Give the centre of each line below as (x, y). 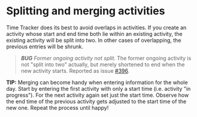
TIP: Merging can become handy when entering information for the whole (97, 82)
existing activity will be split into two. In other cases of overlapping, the (94, 40)
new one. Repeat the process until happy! (57, 107)
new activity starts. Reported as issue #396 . (75, 70)
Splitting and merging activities (86, 11)
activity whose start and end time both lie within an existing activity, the (94, 33)
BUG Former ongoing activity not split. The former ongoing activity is (106, 58)
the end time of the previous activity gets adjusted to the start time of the (96, 101)
